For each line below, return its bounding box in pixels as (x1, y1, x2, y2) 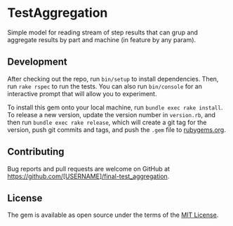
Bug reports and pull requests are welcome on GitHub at (7, 164, 171, 173)
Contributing (7, 146, 65, 158)
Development (7, 56, 68, 68)
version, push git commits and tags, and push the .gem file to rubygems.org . (7, 125, 227, 134)
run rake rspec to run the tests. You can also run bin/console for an (7, 82, 202, 91)
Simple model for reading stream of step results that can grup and (7, 28, 199, 36)
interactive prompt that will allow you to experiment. (7, 89, 157, 98)
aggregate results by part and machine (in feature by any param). (7, 35, 197, 44)
